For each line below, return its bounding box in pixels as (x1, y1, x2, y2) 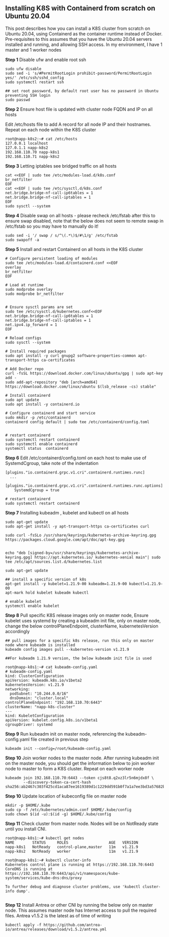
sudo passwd (5, 97, 30, 102)
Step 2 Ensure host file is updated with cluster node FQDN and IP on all (5, 106, 153, 112)
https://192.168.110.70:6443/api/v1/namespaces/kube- (5, 871, 121, 876)
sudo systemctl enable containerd (5, 441, 78, 446)
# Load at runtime (5, 282, 44, 287)
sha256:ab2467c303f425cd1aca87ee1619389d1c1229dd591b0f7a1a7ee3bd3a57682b (5, 784, 165, 789)
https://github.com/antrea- (43, 922, 102, 927)
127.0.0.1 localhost (5, 141, 49, 146)
